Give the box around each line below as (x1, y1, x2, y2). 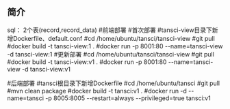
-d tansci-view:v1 (21, 65, 71, 73)
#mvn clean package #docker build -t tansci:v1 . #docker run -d (7, 87, 187, 95)
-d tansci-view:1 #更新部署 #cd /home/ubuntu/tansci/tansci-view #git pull (7, 50, 214, 58)
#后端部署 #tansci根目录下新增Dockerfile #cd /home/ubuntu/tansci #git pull (7, 79, 220, 87)
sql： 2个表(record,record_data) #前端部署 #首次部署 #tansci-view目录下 (7, 26, 212, 34)
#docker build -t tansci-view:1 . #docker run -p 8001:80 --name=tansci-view (7, 42, 224, 50)
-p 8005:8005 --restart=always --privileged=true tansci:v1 (45, 94, 211, 102)
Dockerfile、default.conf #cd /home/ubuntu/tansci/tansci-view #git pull (12, 34, 216, 42)
